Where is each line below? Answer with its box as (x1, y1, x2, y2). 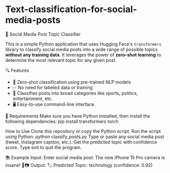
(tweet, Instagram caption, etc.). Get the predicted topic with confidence (5, 139, 157, 145)
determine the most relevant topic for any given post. (5, 57, 117, 63)
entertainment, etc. (12, 95, 53, 101)
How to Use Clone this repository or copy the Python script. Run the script (5, 128, 161, 134)
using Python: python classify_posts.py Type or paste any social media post (5, 133, 164, 140)
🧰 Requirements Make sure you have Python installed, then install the (5, 113, 150, 119)
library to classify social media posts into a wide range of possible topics (5, 46, 158, 52)
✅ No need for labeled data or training (12, 84, 93, 90)
